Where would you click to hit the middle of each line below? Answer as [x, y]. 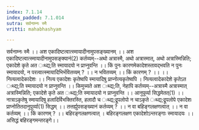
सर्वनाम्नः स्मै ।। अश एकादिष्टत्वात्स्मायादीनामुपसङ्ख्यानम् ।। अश [70, 52]
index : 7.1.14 [24, 12]
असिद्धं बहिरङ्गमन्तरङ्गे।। [33, 120]
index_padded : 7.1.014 [35, 18]
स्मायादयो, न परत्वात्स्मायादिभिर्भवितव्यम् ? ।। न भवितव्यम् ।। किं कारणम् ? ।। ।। [88, 72]
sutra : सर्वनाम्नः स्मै [27, 23]
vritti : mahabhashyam [34, 29]
